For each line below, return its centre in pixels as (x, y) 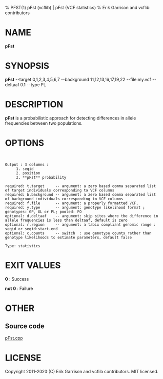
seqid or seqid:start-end (31, 229)
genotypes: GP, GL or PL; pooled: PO (43, 212)
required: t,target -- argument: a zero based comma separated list (81, 186)
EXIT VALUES (33, 265)
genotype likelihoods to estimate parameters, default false (69, 237)
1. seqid (25, 169)
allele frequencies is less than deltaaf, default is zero (66, 220)
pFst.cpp (14, 338)
